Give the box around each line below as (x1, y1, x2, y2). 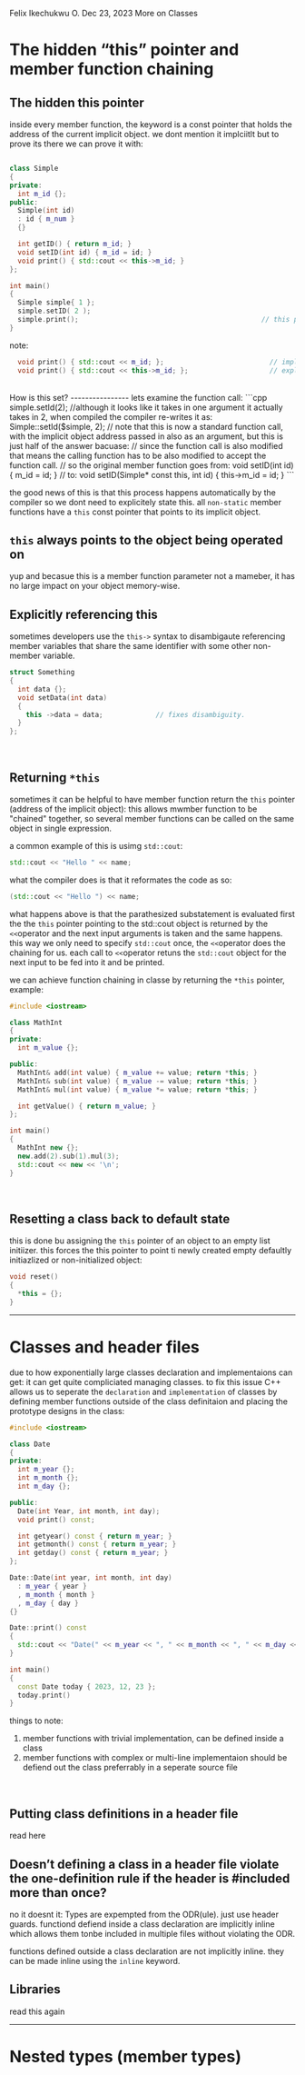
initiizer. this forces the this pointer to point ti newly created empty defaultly (9, 1245, 292, 1256)
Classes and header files (9, 1337, 200, 1358)
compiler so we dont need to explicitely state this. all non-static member (9, 496, 282, 507)
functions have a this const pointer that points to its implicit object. (9, 506, 261, 517)
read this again (9, 2006, 65, 2017)
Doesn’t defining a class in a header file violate (9, 1856, 280, 1871)
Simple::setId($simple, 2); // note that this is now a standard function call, (9, 421, 283, 432)
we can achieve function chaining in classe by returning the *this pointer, (9, 974, 286, 985)
